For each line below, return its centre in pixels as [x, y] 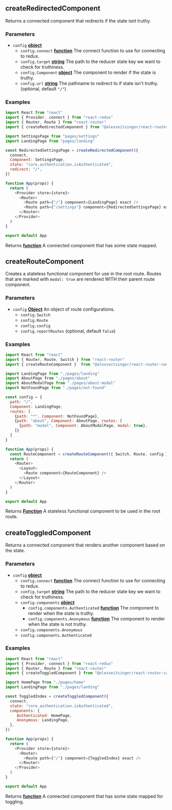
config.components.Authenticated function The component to [93, 607]
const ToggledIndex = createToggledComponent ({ [57, 697]
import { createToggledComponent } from [49, 673]
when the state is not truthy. [57, 624]
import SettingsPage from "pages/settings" [52, 136]
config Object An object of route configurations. [64, 309]
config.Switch [35, 315]
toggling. [15, 801]
